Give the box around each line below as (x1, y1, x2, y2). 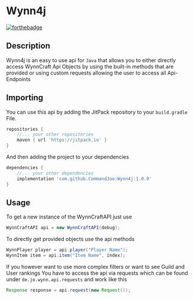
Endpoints (6, 75, 31, 82)
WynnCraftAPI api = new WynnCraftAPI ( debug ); (6, 225, 120, 231)
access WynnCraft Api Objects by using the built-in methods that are (6, 63, 174, 70)
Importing (6, 93, 43, 103)
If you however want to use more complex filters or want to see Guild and (6, 263, 185, 270)
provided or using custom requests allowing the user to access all (6, 69, 167, 76)
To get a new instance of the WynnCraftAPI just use (6, 213, 132, 220)
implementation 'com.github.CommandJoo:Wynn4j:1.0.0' (17, 176, 152, 182)
